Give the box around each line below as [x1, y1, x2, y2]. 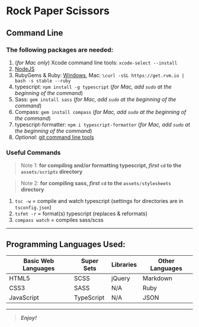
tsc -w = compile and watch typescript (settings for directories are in [14, 198, 184, 205]
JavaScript [9, 293, 40, 301]
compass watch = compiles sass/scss [14, 217, 104, 224]
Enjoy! [20, 314, 37, 321]
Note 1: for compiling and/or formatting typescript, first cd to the [20, 162, 182, 169]
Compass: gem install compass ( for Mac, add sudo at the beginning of [14, 108, 187, 115]
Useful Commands [6, 148, 61, 157]
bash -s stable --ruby [14, 78, 71, 84]
